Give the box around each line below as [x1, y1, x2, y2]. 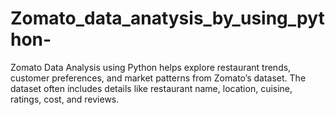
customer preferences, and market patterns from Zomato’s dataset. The [10, 72, 307, 84]
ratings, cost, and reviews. [10, 93, 120, 105]
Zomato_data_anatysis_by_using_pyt [10, 7, 325, 30]
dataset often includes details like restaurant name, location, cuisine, [10, 82, 293, 94]
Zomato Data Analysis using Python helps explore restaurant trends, [10, 61, 292, 73]
